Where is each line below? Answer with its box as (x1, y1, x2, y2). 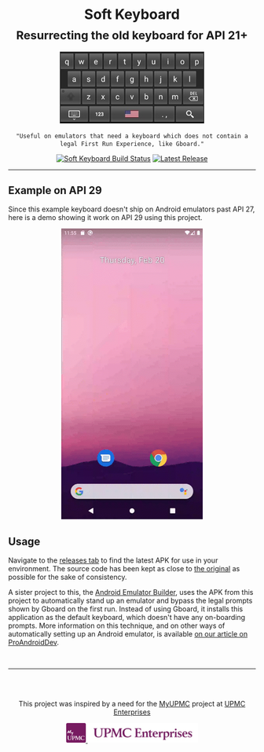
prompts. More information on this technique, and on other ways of (8, 621, 225, 630)
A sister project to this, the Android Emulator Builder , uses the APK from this (8, 588, 254, 597)
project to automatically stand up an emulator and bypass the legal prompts (8, 596, 253, 606)
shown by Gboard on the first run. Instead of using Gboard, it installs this (8, 604, 244, 614)
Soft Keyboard (83, 6, 181, 24)
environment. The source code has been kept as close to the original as (8, 564, 240, 574)
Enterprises (113, 707, 151, 717)
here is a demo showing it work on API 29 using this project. (8, 213, 203, 222)
